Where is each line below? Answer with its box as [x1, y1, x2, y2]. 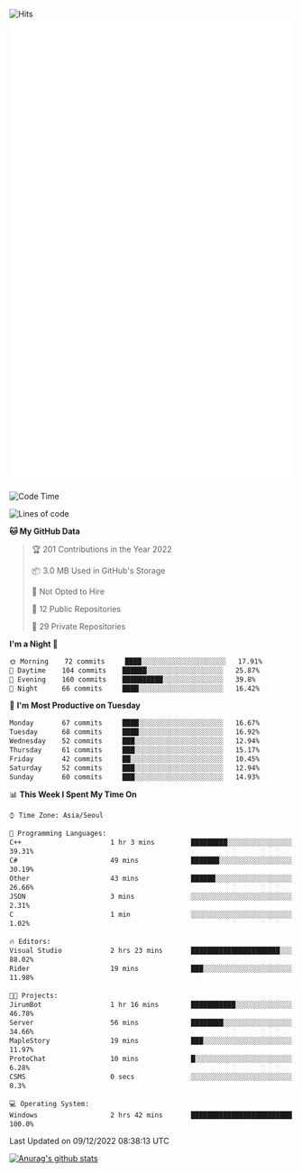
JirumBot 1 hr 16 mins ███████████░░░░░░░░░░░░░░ [9, 1000, 293, 1009]
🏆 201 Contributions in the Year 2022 [31, 544, 173, 554]
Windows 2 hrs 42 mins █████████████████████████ [9, 1110, 293, 1120]
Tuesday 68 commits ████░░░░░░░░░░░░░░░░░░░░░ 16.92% [9, 727, 260, 737]
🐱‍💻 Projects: [9, 991, 59, 1000]
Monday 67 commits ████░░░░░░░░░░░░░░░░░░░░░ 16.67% [9, 718, 260, 728]
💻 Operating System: [9, 1099, 90, 1108]
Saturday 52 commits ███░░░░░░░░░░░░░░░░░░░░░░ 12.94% [9, 763, 260, 773]
